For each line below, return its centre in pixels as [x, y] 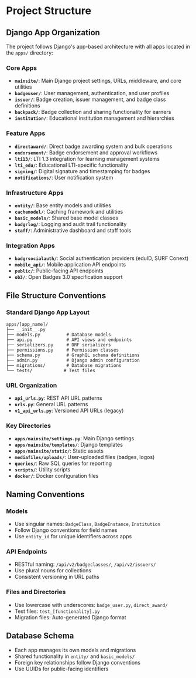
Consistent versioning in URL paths [57, 577]
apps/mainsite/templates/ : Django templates [68, 445]
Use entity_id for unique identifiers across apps [73, 537]
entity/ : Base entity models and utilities [63, 205]
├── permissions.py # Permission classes [62, 350]
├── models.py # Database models [59, 335]
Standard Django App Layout [48, 312]
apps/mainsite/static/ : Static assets [59, 451]
